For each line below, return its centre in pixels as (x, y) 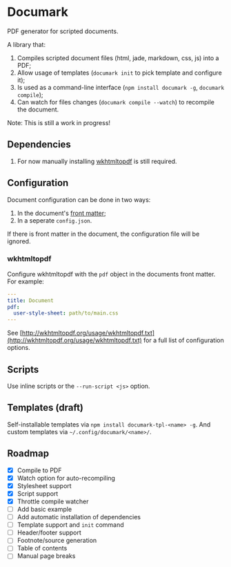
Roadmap (28, 454)
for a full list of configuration (184, 340)
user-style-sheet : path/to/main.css (66, 313)
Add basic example (44, 509)
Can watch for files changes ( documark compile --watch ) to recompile (116, 102)
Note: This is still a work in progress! (59, 122)
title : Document (30, 300)
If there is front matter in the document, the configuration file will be (103, 234)
